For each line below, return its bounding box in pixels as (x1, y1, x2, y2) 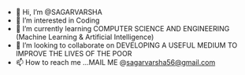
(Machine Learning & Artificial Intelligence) (15, 32, 154, 41)
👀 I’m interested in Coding (15, 16, 100, 25)
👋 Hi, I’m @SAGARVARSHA (15, 8, 102, 16)
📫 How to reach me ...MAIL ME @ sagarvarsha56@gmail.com (15, 58, 216, 66)
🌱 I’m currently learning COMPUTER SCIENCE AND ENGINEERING (15, 24, 230, 33)
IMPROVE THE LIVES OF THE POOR (15, 49, 132, 58)
